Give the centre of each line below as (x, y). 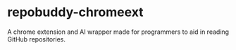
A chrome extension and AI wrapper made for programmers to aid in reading (118, 32)
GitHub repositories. (36, 39)
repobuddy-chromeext (75, 12)
